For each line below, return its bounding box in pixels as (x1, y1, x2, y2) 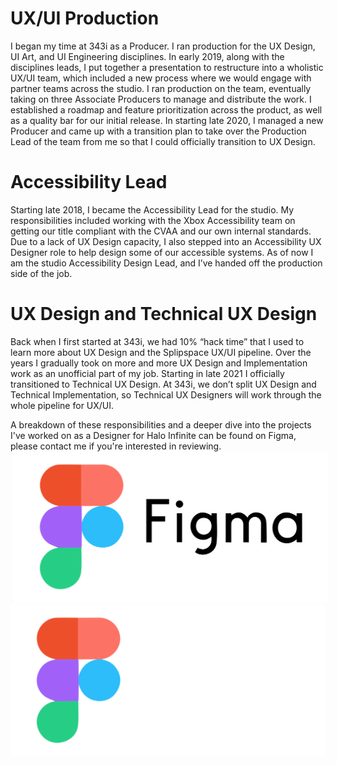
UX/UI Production (10, 7, 160, 30)
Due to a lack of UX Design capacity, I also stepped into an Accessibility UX (10, 235, 322, 247)
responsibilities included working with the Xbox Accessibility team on (10, 214, 296, 226)
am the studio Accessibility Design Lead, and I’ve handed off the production (10, 257, 323, 269)
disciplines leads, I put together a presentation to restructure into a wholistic (10, 61, 324, 73)
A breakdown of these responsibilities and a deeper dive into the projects (10, 418, 312, 431)
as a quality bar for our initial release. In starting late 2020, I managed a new (10, 114, 324, 126)
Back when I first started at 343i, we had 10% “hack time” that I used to (10, 335, 305, 347)
